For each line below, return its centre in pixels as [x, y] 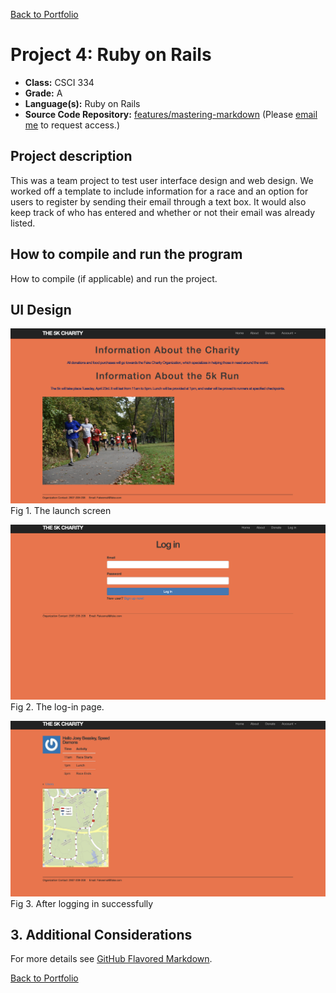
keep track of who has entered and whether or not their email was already [163, 212]
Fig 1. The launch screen [61, 511]
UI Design [41, 309]
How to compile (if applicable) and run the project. [114, 278]
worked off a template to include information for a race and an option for [159, 191]
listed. [23, 223]
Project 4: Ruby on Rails [111, 55]
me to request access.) [72, 125]
